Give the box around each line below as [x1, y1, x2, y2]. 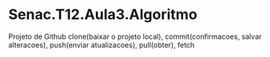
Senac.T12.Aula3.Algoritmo [8, 6, 198, 24]
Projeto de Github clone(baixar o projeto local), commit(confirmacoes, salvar [8, 32, 263, 41]
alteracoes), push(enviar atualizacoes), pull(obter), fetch [8, 40, 195, 49]
